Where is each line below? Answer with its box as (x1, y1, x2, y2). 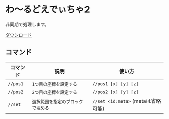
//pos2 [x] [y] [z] (92, 89, 139, 95)
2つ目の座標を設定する (32, 89, 78, 95)
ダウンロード (5, 32, 32, 38)
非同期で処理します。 (5, 21, 49, 27)
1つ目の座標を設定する (32, 81, 78, 87)
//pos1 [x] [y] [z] (92, 81, 139, 87)
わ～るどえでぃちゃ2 (5, 4, 90, 15)
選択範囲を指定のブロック (32, 99, 84, 104)
